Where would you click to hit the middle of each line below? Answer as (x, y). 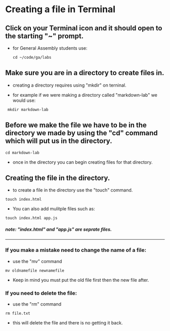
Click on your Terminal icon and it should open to (84, 28)
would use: (24, 100)
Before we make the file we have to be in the (76, 125)
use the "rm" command (37, 304)
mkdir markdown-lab (28, 109)
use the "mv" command (37, 261)
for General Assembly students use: (50, 48)
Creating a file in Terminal (60, 9)
